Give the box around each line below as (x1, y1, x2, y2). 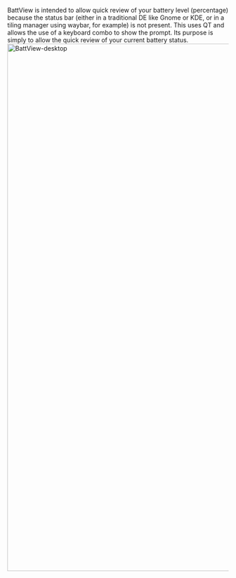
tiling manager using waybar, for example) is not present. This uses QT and (7, 21, 225, 29)
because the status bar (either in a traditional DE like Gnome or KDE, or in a (7, 13, 225, 22)
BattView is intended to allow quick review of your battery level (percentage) (7, 6, 229, 14)
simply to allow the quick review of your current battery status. (7, 36, 189, 44)
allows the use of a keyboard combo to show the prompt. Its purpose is (7, 28, 214, 37)
